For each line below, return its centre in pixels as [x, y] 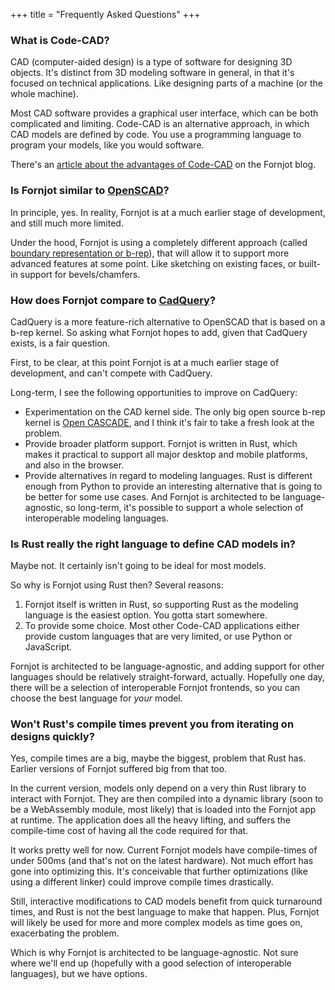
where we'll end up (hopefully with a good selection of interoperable [151, 963]
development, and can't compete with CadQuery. [111, 373]
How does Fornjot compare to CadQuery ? [113, 300]
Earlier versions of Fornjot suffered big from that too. [119, 769]
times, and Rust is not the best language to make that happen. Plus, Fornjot [165, 912]
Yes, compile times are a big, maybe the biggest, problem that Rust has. [158, 758]
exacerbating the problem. [65, 933]
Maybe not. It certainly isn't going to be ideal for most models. [138, 566]
